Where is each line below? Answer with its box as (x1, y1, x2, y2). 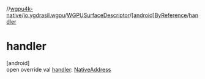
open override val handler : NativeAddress (6, 66, 111, 73)
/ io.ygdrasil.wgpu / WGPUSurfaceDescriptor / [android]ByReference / (21, 12, 190, 19)
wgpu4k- (10, 5, 34, 12)
